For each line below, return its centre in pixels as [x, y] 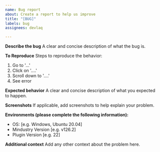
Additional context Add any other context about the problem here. [73, 144]
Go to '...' [21, 65]
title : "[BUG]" [21, 19]
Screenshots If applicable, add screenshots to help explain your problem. [80, 105]
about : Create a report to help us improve [50, 14]
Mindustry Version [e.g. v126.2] [44, 130]
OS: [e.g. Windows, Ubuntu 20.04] [47, 124]
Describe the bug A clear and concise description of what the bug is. [75, 46]
